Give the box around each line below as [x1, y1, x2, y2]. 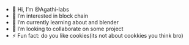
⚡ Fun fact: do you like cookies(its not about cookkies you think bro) [12, 32, 183, 39]
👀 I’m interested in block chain [12, 12, 89, 19]
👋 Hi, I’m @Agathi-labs [12, 6, 69, 13]
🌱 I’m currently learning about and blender [12, 19, 119, 26]
